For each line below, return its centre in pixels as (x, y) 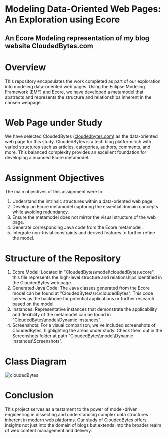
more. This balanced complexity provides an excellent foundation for (76, 152)
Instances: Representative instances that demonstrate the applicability (84, 309)
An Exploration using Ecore (63, 20)
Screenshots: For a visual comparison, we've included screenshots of (84, 325)
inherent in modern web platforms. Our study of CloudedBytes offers (76, 420)
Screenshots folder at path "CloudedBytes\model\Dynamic (73, 336)
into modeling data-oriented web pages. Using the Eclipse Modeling (75, 86)
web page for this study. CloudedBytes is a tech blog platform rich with (78, 142)
